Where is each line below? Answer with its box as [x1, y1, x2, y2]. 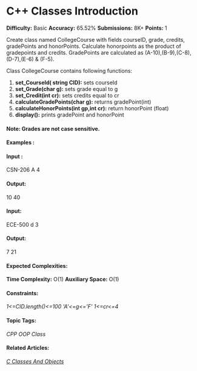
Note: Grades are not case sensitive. [6, 125, 100, 132]
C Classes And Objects [6, 358, 64, 365]
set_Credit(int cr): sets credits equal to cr [15, 92, 119, 99]
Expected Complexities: [6, 262, 68, 269]
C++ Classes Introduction [6, 4, 138, 18]
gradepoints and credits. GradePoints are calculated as [6, 48, 144, 56]
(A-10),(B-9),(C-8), [144, 48, 192, 56]
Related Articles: [6, 344, 50, 352]
